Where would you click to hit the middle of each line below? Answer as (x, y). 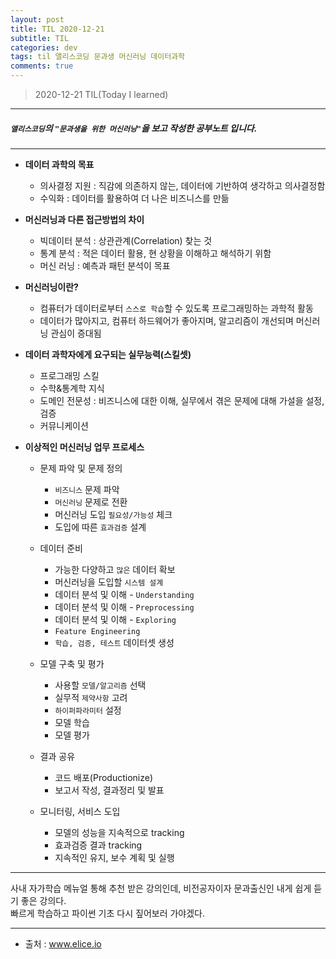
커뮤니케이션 (64, 425)
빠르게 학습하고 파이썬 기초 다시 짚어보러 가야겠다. (108, 913)
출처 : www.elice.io (63, 943)
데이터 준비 (61, 548)
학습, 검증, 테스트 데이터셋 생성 (114, 642)
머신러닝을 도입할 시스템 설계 (109, 582)
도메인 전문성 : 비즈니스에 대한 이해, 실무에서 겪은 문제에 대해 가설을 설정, (182, 400)
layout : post (37, 19)
